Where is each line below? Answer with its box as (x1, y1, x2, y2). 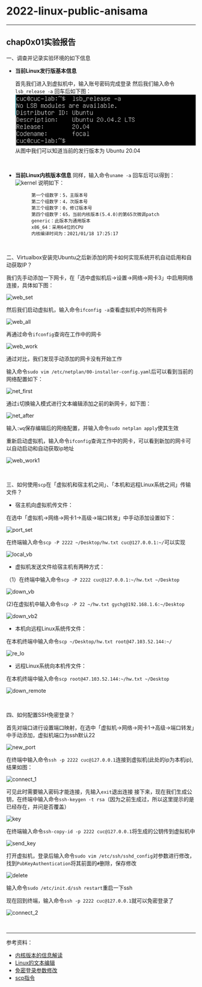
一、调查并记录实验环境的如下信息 (6, 54, 91, 61)
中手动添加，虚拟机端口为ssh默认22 (6, 731, 96, 739)
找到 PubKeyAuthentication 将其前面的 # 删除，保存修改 (6, 859, 137, 866)
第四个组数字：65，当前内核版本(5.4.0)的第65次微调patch (31, 211, 160, 218)
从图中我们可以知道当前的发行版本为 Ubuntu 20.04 (14, 147, 141, 154)
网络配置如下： (6, 375, 43, 382)
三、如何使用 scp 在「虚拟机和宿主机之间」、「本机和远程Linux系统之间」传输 (6, 481, 191, 488)
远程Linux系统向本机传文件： (14, 662, 87, 669)
